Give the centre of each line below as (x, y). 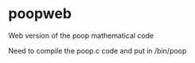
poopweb (40, 14)
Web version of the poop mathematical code (81, 35)
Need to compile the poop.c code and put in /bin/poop (97, 50)
